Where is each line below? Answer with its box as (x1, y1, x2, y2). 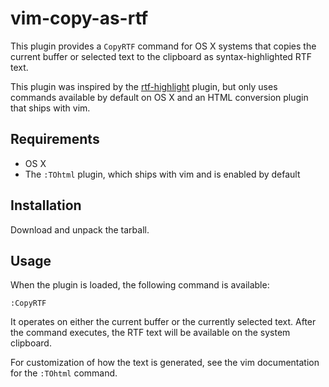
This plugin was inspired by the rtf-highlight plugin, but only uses (10, 80, 278, 92)
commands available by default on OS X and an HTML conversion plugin (10, 91, 309, 103)
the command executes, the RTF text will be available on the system (10, 327, 291, 339)
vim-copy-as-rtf (10, 7, 149, 30)
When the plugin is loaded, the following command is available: (10, 279, 270, 291)
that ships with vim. (10, 102, 91, 114)
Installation (10, 197, 82, 214)
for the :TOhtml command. (10, 367, 118, 379)
